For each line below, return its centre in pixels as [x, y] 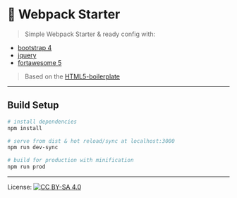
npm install [25, 128]
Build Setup [33, 105]
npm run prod [26, 167]
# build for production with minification [71, 161]
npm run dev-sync [33, 148]
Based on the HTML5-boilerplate [72, 76]
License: [20, 187]
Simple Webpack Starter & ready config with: [90, 34]
